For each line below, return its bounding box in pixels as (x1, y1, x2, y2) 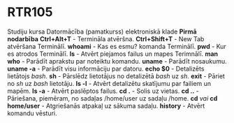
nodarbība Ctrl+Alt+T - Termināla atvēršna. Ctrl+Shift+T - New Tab (7, 34, 205, 43)
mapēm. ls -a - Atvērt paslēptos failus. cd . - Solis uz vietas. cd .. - (7, 87, 199, 95)
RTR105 (7, 4, 53, 20)
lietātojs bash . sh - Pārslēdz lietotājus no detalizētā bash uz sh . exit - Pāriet (7, 71, 226, 80)
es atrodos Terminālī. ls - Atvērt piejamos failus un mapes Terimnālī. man (7, 50, 219, 58)
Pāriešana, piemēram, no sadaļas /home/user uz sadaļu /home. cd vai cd (7, 94, 218, 102)
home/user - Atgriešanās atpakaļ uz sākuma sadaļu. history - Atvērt (7, 101, 205, 110)
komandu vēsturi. (7, 109, 57, 117)
